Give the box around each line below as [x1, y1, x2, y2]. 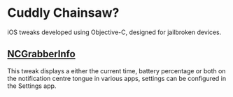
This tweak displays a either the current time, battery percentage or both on [7, 66, 226, 75]
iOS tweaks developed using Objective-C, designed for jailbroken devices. [7, 28, 222, 36]
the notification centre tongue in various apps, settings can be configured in [7, 74, 227, 82]
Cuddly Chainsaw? [7, 5, 120, 21]
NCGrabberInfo [7, 48, 76, 60]
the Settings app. [7, 82, 57, 90]
